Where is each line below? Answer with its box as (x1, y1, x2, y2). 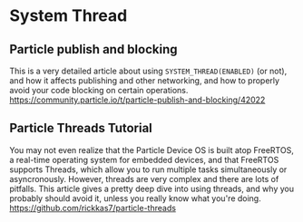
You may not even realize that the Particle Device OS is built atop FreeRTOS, (9, 144, 295, 155)
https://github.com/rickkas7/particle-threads (9, 202, 177, 213)
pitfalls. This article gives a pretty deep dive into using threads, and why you (9, 183, 295, 194)
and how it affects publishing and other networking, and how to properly (9, 75, 279, 86)
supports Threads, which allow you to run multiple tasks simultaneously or (9, 164, 288, 175)
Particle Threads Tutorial (9, 121, 152, 136)
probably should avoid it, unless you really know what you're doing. (9, 192, 261, 204)
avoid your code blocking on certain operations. (9, 85, 189, 95)
